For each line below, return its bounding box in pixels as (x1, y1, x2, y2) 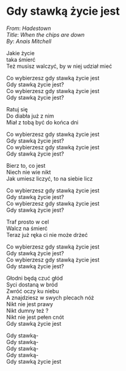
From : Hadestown (6, 24, 51, 32)
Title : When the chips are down (6, 31, 85, 38)
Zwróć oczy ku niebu (6, 287, 59, 294)
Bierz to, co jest (6, 162, 46, 169)
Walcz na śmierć (6, 225, 48, 232)
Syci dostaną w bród (6, 280, 58, 288)
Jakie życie (6, 49, 35, 56)
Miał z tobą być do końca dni (6, 118, 79, 126)
